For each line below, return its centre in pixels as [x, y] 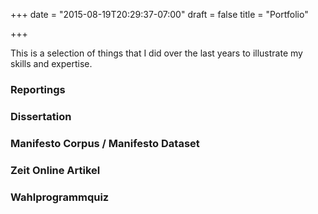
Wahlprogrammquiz [60, 197]
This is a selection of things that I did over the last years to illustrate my [156, 53]
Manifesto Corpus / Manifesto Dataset [105, 143]
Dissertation [41, 116]
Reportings [38, 89]
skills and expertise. [51, 63]
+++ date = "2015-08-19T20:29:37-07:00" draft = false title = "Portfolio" [159, 14]
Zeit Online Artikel [55, 170]
